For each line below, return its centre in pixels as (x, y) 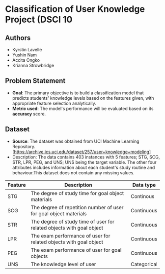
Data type (144, 185)
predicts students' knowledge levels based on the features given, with (83, 98)
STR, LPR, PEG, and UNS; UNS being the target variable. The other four (84, 162)
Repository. (24, 146)
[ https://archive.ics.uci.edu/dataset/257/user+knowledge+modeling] (82, 152)
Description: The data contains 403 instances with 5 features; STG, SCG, (86, 157)
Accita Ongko (26, 60)
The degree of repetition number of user (77, 207)
